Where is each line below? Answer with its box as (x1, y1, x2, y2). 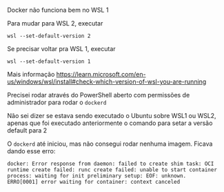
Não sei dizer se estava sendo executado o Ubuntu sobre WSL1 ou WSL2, (7, 112, 216, 119)
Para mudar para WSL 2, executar (7, 19, 103, 27)
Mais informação (7, 70, 55, 78)
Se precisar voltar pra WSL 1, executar (7, 45, 116, 52)
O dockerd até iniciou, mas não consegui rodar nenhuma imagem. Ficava (7, 140, 213, 148)
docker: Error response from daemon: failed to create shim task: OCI (7, 160, 214, 167)
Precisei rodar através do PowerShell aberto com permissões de (7, 91, 190, 99)
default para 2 (7, 126, 48, 134)
